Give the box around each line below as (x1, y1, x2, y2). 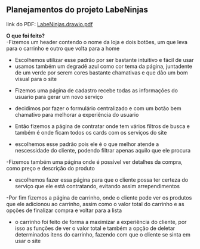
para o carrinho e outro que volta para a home (6, 45, 120, 52)
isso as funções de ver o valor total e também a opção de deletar (14, 225, 176, 232)
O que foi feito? (6, 32, 45, 39)
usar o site (14, 237, 41, 244)
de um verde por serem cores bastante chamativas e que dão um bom (14, 69, 188, 76)
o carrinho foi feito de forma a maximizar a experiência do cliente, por (14, 218, 187, 225)
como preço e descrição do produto (6, 164, 96, 172)
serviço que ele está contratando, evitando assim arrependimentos (14, 182, 180, 189)
